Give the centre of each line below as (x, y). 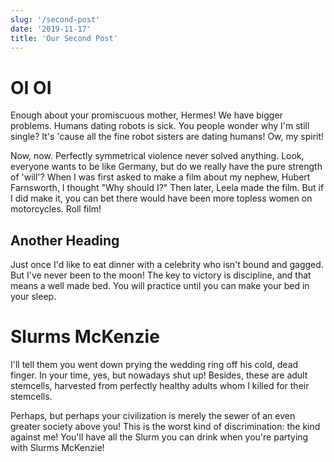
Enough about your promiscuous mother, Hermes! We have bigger (146, 115)
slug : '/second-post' (55, 19)
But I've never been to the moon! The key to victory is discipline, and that (161, 275)
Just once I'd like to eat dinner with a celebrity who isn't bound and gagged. (167, 265)
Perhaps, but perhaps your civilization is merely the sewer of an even (153, 416)
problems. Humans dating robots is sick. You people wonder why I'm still (160, 126)
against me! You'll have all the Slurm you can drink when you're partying (159, 437)
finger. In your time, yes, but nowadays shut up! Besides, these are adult (159, 375)
